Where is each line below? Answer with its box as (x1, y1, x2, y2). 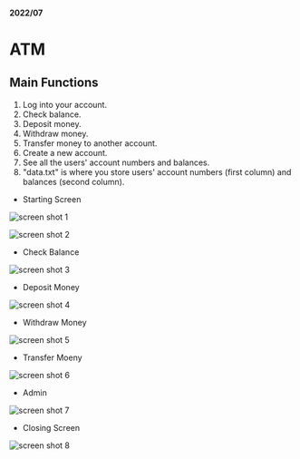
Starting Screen (22, 193, 82, 204)
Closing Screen (22, 422, 80, 433)
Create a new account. (22, 147, 108, 158)
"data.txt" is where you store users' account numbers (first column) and (22, 166, 292, 177)
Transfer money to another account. (22, 137, 158, 149)
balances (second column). (22, 176, 125, 187)
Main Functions (9, 75, 99, 91)
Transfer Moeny (22, 352, 83, 363)
